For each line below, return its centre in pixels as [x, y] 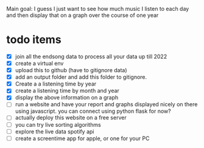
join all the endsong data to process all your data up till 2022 [91, 56]
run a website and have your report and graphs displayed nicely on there [106, 104]
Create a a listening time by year [56, 84]
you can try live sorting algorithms [58, 124]
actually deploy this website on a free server [71, 118]
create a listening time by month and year [67, 91]
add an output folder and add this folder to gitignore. [81, 77]
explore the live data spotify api [55, 131]
